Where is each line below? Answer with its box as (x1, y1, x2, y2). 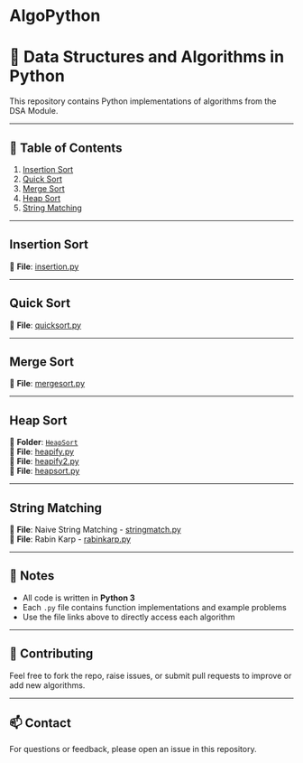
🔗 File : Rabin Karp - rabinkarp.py (9, 534, 132, 544)
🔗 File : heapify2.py (9, 456, 79, 467)
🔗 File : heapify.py (9, 446, 75, 457)
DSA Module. (9, 106, 59, 116)
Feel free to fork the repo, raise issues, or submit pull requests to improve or (9, 670, 292, 681)
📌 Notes (9, 568, 55, 583)
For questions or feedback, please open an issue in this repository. (9, 744, 257, 755)
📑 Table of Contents (9, 140, 123, 155)
